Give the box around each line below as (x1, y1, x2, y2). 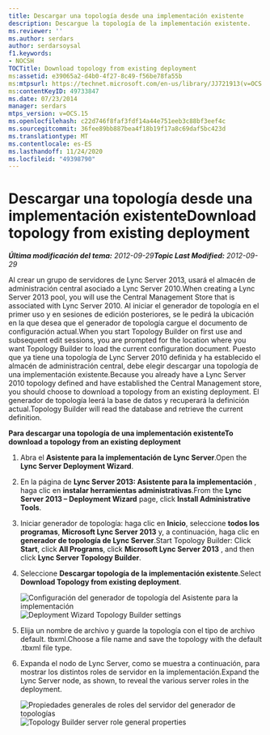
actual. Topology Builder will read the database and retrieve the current (8, 404, 243, 414)
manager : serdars (8, 102, 67, 110)
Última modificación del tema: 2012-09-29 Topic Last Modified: (8, 251, 225, 261)
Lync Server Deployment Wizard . (19, 461, 134, 471)
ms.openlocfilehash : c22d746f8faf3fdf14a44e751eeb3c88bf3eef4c (8, 117, 226, 125)
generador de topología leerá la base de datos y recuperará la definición (8, 396, 250, 406)
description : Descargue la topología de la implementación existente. (8, 19, 251, 28)
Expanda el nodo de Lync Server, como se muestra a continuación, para (19, 659, 260, 669)
